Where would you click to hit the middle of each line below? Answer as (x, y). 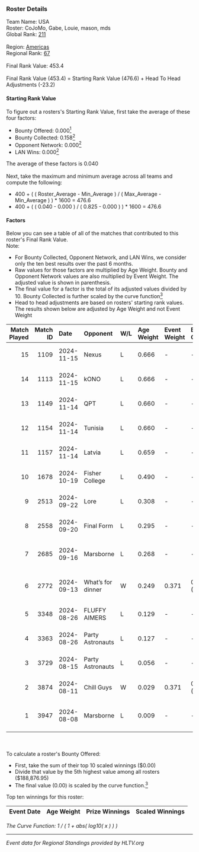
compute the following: (34, 183)
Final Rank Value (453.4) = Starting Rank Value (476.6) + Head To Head (93, 78)
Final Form (99, 525)
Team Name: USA (28, 22)
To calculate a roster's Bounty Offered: (53, 754)
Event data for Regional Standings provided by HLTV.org (75, 843)
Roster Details (27, 9)
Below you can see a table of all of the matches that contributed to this (92, 234)
